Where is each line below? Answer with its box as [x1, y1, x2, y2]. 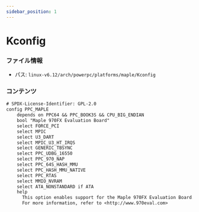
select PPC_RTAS [17, 172, 57, 178]
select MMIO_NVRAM [17, 178, 62, 184]
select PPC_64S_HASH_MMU [17, 162, 78, 168]
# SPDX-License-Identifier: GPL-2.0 [6, 101, 97, 107]
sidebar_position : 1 [6, 8, 57, 15]
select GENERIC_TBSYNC [17, 145, 73, 151]
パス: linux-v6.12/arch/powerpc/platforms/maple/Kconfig [14, 71, 156, 78]
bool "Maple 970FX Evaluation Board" [17, 118, 110, 124]
